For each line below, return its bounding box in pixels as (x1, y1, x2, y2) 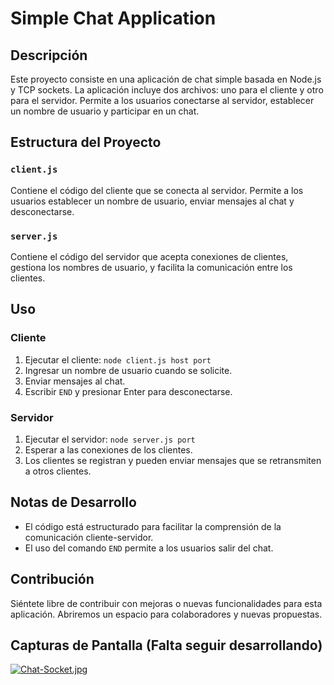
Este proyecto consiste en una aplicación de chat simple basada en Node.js (10, 73, 322, 85)
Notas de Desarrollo (10, 494, 137, 511)
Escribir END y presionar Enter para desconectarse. (24, 385, 233, 397)
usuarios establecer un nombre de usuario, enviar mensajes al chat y (10, 195, 295, 207)
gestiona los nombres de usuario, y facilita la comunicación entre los (10, 261, 293, 273)
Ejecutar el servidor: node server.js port (24, 433, 196, 445)
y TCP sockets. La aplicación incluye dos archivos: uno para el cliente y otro (10, 84, 324, 96)
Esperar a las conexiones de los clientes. (24, 443, 193, 456)
